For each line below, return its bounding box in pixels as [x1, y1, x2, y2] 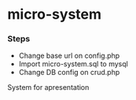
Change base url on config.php [18, 51, 120, 60]
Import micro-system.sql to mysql [18, 59, 129, 69]
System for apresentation [7, 83, 90, 92]
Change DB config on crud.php [18, 68, 120, 77]
